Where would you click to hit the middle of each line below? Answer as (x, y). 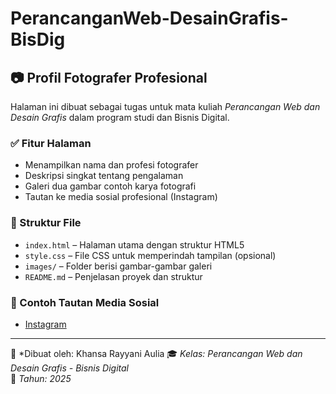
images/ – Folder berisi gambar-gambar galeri (118, 266)
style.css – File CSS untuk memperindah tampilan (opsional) (150, 255)
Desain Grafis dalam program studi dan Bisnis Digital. (120, 117)
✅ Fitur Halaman (51, 143)
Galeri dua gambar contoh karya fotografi (110, 186)
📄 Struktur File (46, 223)
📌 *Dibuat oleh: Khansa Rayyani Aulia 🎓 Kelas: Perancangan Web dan (156, 353)
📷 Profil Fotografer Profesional (109, 77)
